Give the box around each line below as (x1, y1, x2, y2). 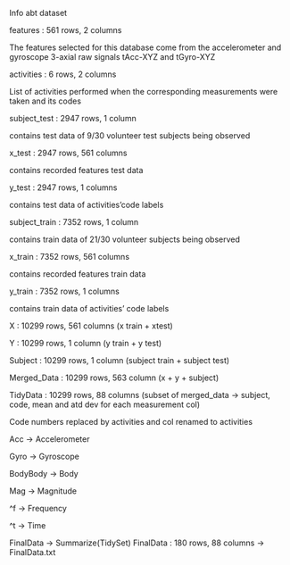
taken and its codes (9, 96, 82, 106)
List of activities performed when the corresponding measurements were (9, 87, 278, 96)
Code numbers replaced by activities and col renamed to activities (9, 417, 253, 427)
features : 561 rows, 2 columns (9, 25, 122, 35)
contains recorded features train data (9, 269, 146, 279)
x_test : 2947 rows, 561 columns (9, 147, 128, 158)
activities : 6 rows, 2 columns (9, 69, 117, 79)
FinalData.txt (9, 547, 56, 557)
